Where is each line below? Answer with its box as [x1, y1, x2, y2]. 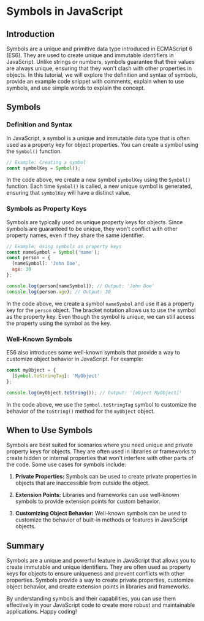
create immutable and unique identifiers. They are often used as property [6, 563, 192, 571]
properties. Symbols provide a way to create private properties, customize [6, 576, 194, 584]
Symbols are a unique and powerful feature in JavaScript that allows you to [6, 557, 196, 564]
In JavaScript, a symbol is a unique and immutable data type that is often [6, 134, 190, 142]
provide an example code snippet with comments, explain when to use [6, 78, 184, 85]
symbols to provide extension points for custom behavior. [15, 498, 161, 505]
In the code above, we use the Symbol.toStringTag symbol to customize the [6, 400, 197, 408]
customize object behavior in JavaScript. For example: [6, 355, 144, 363]
